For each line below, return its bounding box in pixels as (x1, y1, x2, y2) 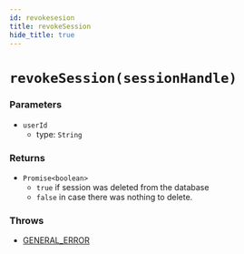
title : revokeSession (9, 22, 92, 31)
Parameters (9, 98, 62, 111)
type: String (35, 128, 83, 139)
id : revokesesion (9, 13, 75, 23)
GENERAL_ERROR (22, 235, 91, 246)
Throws (9, 215, 44, 228)
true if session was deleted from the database (35, 182, 210, 193)
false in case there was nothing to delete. (35, 192, 193, 203)
